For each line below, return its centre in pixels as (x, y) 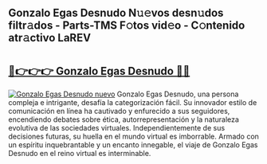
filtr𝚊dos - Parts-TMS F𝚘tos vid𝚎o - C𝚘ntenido (127, 26)
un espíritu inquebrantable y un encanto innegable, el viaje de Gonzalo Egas (133, 145)
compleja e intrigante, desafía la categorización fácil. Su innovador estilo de (133, 102)
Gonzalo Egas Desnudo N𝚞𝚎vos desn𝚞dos (116, 13)
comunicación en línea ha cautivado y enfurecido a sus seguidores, (119, 111)
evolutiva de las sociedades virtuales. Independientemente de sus (117, 128)
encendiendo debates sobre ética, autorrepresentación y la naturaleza (124, 119)
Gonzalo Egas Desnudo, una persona (178, 94)
